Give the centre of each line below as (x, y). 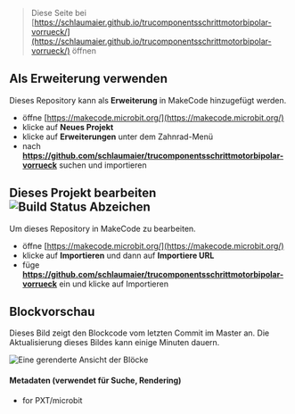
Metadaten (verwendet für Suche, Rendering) (95, 381)
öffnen (84, 51)
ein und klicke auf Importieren (114, 284)
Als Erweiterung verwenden (88, 79)
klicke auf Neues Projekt (68, 127)
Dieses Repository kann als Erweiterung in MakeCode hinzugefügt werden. (148, 100)
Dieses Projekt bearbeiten (83, 193)
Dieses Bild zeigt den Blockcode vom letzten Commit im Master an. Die (139, 333)
